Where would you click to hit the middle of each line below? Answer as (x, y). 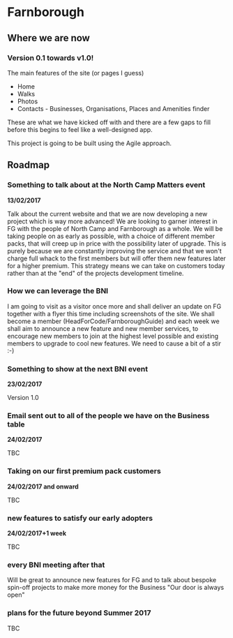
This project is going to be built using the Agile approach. (90, 143)
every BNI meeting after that (56, 565)
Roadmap (29, 165)
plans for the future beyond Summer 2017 (79, 613)
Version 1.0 (23, 398)
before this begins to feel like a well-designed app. (80, 129)
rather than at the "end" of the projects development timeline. (96, 273)
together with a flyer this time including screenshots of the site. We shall (111, 313)
